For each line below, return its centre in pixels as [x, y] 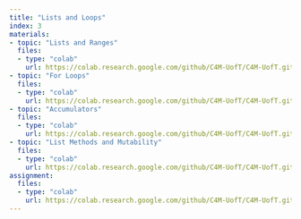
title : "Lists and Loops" [57, 17]
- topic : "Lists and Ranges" [64, 42]
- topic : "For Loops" [50, 76]
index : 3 [26, 26]
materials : [30, 34]
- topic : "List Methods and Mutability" [86, 142]
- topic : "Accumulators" [56, 109]
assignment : [31, 175]
